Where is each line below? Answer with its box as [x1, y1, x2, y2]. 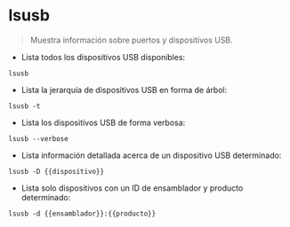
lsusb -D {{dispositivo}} [8, 167, 104, 176]
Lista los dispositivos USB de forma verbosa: [20, 117, 186, 128]
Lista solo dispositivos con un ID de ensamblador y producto [20, 183, 244, 193]
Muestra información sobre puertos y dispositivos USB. [29, 35, 233, 45]
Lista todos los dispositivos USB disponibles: [20, 51, 186, 62]
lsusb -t [8, 101, 41, 111]
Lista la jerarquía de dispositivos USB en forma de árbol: [20, 84, 228, 95]
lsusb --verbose [8, 134, 68, 143]
